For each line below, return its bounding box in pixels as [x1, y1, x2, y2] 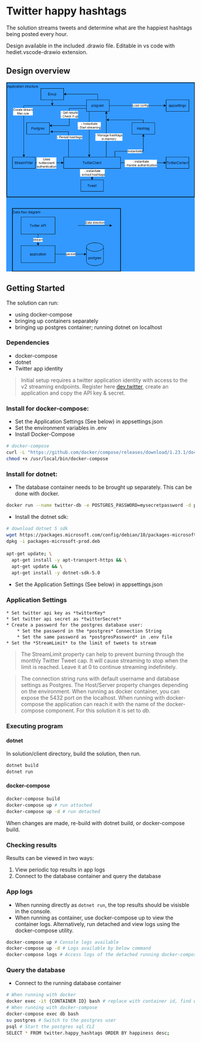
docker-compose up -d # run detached [6, 809, 100, 815]
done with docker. [14, 490, 60, 497]
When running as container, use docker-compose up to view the [14, 914, 173, 921]
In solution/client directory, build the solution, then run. [6, 750, 141, 757]
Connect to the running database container [14, 980, 121, 987]
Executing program [6, 722, 63, 730]
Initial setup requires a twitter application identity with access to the [20, 377, 188, 384]
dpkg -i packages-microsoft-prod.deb [6, 538, 100, 544]
